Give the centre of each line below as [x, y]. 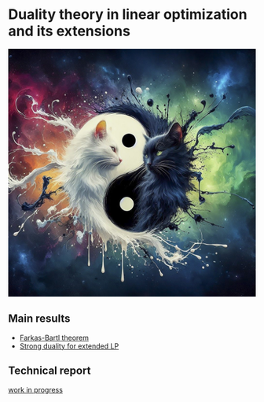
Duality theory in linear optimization [128, 15]
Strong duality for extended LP [69, 346]
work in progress [35, 389]
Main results [39, 319]
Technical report [49, 371]
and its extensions [70, 31]
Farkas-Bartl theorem [54, 337]
